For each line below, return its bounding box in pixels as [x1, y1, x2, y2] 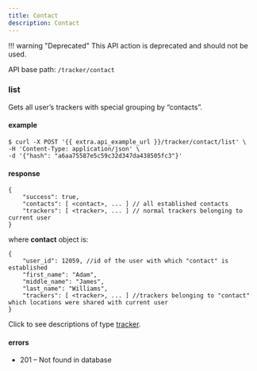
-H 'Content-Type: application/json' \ [8, 145, 140, 153]
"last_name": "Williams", [22, 285, 109, 293]
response [8, 168, 40, 178]
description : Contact [8, 19, 80, 27]
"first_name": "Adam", [22, 271, 98, 279]
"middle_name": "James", [22, 278, 105, 286]
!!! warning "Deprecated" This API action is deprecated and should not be [8, 40, 248, 50]
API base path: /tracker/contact [8, 64, 115, 74]
